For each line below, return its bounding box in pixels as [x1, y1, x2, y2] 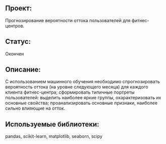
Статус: [5, 37, 31, 46]
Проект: [5, 4, 32, 13]
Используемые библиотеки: [5, 120, 100, 128]
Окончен [5, 50, 24, 57]
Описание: [5, 65, 41, 74]
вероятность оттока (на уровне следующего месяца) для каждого [5, 84, 148, 90]
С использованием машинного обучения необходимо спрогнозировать [5, 79, 160, 85]
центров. [5, 23, 25, 29]
